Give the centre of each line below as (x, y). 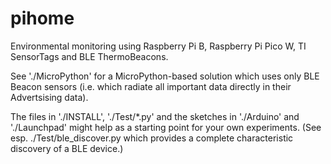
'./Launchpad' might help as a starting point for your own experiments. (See (166, 127)
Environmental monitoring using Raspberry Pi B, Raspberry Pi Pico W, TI (158, 46)
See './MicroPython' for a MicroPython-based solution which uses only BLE (165, 76)
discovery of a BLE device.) (67, 148)
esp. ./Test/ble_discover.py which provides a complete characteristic (152, 138)
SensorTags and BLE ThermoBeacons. (89, 56)
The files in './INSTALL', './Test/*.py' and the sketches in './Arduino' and (155, 116)
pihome (42, 18)
